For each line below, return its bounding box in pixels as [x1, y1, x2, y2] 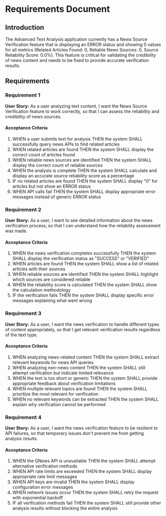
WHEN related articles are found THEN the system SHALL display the [12, 146, 154, 152]
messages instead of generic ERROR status [12, 194, 101, 200]
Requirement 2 [5, 206, 42, 213]
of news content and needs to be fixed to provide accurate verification [5, 57, 149, 63]
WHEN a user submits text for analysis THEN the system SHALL [12, 136, 143, 142]
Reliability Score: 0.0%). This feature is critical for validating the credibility [5, 52, 156, 58]
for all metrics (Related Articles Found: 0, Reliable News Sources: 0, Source [5, 47, 159, 52]
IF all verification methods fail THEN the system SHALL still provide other [12, 500, 162, 506]
